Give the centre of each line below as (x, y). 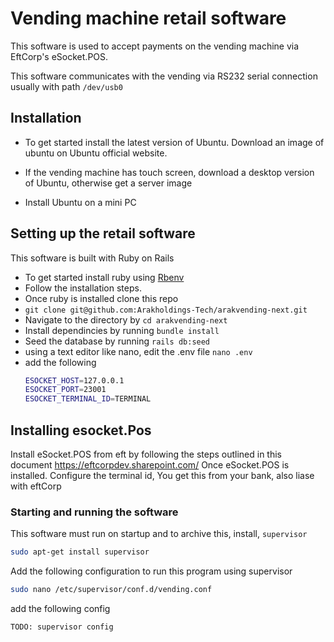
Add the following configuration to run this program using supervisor (151, 571)
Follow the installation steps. (83, 288)
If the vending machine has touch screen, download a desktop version (169, 172)
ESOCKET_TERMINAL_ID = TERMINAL (88, 399)
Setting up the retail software (103, 233)
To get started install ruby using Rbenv (104, 277)
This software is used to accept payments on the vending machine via (155, 46)
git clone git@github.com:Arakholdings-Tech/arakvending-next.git (166, 310)
